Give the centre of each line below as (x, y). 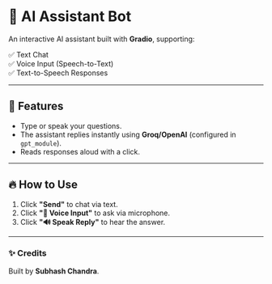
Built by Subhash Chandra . (54, 271)
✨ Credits (28, 253)
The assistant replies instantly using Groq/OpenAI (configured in (128, 134)
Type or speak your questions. (71, 125)
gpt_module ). (41, 143)
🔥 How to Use (43, 185)
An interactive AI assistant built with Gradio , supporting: (102, 39)
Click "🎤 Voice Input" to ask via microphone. (95, 213)
